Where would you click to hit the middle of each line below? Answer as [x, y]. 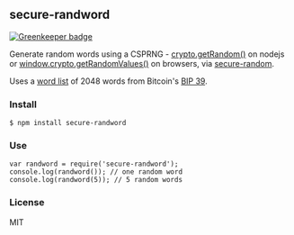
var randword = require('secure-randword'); [94, 164]
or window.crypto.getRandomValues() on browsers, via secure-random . [142, 63]
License [27, 203]
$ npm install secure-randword [68, 123]
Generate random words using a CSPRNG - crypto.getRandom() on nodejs [147, 54]
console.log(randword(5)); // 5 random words [96, 180]
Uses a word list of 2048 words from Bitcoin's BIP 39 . [109, 81]
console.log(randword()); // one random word [96, 172]
